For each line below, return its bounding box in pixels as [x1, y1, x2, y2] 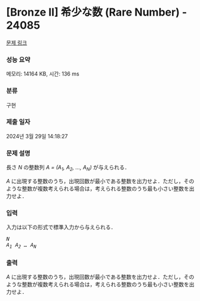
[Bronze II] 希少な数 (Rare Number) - [6, 5, 187, 19]
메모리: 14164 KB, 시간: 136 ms [6, 70, 79, 78]
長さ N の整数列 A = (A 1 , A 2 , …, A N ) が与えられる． [6, 164, 130, 172]
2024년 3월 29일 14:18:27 [6, 132, 68, 139]
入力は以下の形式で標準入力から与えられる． [6, 224, 116, 231]
